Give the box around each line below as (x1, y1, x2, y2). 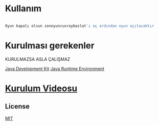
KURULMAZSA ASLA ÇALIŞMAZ (5, 56, 70, 62)
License (5, 102, 30, 111)
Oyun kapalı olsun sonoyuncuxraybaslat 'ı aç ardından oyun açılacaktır (5, 23, 154, 28)
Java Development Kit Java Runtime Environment (5, 66, 104, 72)
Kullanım (5, 3, 42, 14)
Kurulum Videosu (5, 83, 77, 94)
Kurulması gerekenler (5, 40, 94, 51)
